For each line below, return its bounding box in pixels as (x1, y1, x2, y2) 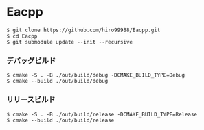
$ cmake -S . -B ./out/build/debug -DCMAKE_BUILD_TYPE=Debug (6, 72, 185, 79)
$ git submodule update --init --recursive (6, 38, 133, 45)
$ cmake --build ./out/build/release (6, 117, 115, 124)
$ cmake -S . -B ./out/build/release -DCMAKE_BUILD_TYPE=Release (6, 111, 197, 118)
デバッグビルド (6, 55, 56, 65)
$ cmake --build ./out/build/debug (6, 78, 109, 85)
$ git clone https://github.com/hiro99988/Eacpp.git (6, 27, 161, 34)
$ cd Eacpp (6, 32, 38, 40)
